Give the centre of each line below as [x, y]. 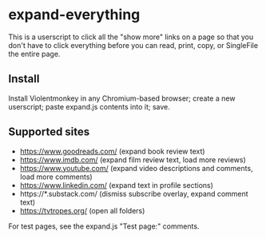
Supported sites [49, 132]
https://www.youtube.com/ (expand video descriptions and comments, [136, 168]
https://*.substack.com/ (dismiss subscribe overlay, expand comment [134, 193]
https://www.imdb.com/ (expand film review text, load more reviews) [133, 159]
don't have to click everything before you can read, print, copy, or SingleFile [133, 45]
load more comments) [56, 177]
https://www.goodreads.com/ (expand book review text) [112, 151]
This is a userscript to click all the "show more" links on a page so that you [131, 37]
